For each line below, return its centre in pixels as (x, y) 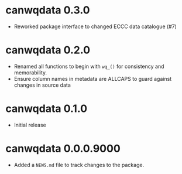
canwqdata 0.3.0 (48, 10)
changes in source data (42, 85)
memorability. (30, 72)
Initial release (30, 125)
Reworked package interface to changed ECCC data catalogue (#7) (95, 26)
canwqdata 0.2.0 (48, 50)
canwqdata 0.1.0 (47, 109)
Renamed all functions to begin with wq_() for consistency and (89, 66)
